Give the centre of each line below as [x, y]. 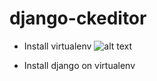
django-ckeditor [78, 18]
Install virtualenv [57, 46]
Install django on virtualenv [79, 65]
